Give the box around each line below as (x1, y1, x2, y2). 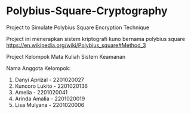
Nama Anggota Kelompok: (6, 64, 71, 72)
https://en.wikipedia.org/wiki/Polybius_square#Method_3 (6, 42, 146, 49)
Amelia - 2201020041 (14, 88, 67, 96)
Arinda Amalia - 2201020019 (14, 95, 85, 102)
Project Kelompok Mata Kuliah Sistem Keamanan (6, 53, 126, 60)
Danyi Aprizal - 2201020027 (14, 76, 85, 83)
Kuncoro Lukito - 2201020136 (14, 82, 88, 90)
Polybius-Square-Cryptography (6, 4, 168, 18)
